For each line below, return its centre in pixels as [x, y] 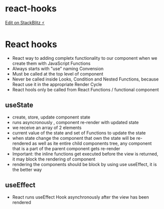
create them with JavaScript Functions [51, 63]
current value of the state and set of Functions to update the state [79, 133]
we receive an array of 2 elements [47, 127]
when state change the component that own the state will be [74, 138]
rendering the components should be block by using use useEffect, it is [84, 164]
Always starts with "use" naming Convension [58, 68]
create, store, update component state [51, 117]
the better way [27, 169]
